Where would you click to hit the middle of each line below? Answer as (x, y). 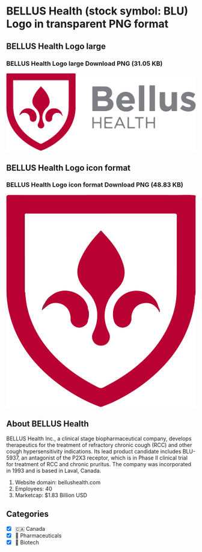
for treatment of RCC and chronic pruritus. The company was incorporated (99, 464)
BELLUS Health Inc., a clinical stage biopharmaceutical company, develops (99, 438)
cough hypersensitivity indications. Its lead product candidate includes (94, 451)
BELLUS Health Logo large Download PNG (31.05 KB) (84, 63)
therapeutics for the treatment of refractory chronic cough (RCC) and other (99, 444)
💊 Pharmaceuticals (38, 535)
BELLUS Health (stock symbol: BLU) (97, 11)
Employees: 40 (33, 489)
